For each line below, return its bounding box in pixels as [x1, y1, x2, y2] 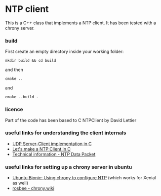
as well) [12, 180, 29, 186]
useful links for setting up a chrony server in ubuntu [5, 163, 132, 170]
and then [5, 67, 23, 73]
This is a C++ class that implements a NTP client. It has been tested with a [5, 20, 157, 26]
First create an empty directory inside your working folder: [5, 48, 124, 55]
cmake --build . [5, 95, 39, 100]
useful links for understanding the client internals [5, 129, 126, 136]
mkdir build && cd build [5, 58, 56, 63]
